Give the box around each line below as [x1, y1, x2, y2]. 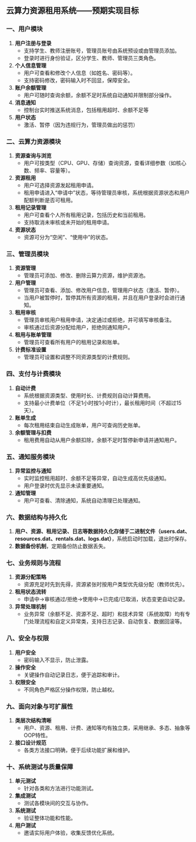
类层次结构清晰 [14, 717, 52, 724]
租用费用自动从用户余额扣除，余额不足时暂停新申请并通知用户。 [23, 436, 180, 443]
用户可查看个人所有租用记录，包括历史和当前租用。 [23, 211, 149, 218]
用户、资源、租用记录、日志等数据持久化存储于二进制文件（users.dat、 [14, 528, 190, 535]
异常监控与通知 [14, 467, 52, 474]
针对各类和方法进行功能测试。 [23, 785, 97, 792]
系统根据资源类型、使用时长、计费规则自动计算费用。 [23, 392, 154, 399]
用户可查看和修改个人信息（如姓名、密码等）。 [23, 69, 136, 76]
